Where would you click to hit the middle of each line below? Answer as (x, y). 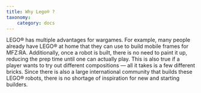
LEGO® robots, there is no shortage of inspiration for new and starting (93, 78)
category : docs (36, 23)
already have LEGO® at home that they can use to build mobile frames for (97, 46)
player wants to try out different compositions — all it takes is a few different (101, 65)
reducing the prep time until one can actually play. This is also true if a (93, 59)
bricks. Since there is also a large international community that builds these (99, 72)
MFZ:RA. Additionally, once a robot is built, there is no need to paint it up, (97, 53)
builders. (17, 85)
